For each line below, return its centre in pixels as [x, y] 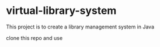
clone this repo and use [34, 38]
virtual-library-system [61, 11]
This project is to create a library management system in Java [80, 27]
